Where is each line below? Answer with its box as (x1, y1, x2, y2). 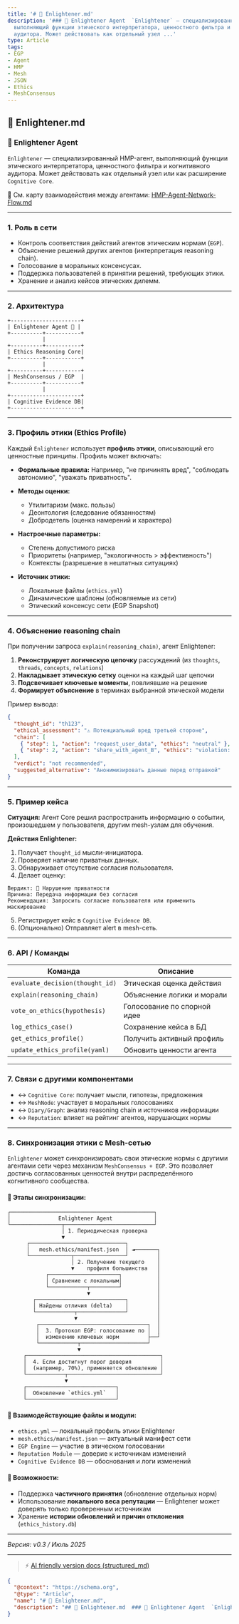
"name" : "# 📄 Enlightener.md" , (14, 1598, 107, 1605)
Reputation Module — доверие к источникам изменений (17, 1449, 186, 1458)
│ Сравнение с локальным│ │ (45, 1278, 161, 1285)
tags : (7, 43, 23, 51)
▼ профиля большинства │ (70, 1265, 161, 1273)
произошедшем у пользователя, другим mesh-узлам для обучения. (7, 821, 215, 829)
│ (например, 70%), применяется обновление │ (23, 1365, 164, 1372)
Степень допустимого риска (28, 543, 115, 552)
